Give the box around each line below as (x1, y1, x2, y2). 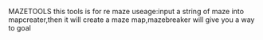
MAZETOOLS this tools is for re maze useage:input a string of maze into (8, 7, 245, 16)
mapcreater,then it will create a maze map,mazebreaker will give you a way (8, 15, 255, 24)
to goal (8, 24, 32, 32)
